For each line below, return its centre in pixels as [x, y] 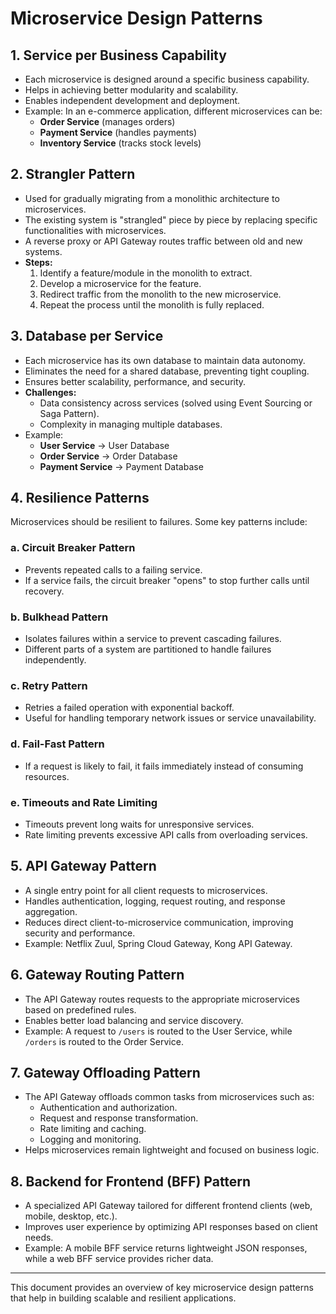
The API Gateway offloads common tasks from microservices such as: [169, 1097]
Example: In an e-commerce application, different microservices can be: [173, 111]
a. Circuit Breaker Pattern [73, 548]
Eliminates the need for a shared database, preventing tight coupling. [167, 371]
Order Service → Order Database [108, 456]
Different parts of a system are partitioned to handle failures [148, 649]
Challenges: [50, 392]
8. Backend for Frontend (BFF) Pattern [131, 1181]
